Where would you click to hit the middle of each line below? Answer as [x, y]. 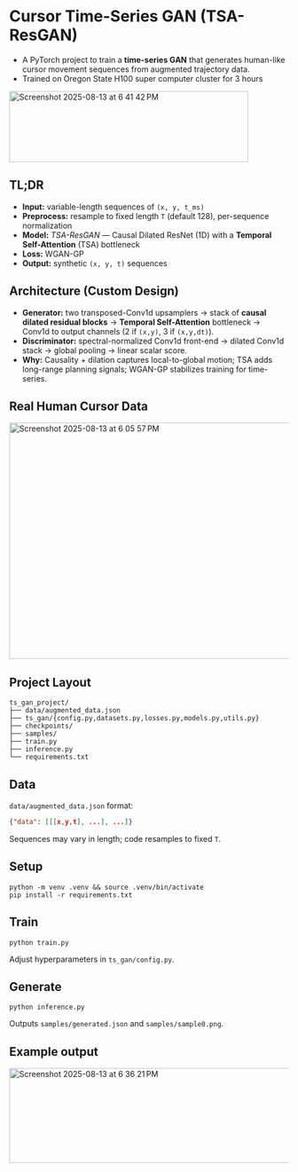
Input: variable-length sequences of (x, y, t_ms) [113, 207]
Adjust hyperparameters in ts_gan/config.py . [92, 959]
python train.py [39, 942]
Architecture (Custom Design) [94, 291]
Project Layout [50, 682]
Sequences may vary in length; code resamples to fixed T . [115, 838]
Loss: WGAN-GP [53, 254]
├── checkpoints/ [41, 726]
